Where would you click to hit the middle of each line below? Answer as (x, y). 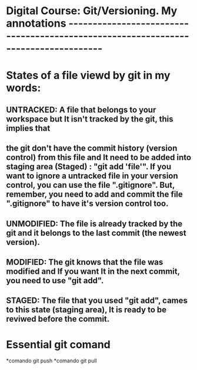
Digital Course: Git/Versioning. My (92, 11)
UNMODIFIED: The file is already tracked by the (94, 223)
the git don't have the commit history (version (92, 148)
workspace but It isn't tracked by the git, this (90, 119)
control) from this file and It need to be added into (99, 158)
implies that (28, 128)
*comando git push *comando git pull (51, 361)
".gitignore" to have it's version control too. (87, 204)
